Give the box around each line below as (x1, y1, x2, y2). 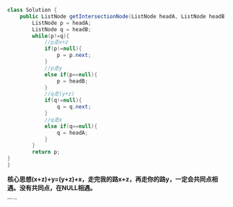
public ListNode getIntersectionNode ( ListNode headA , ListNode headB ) (19, 13, 228, 20)
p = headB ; (56, 77, 89, 85)
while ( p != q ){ (32, 32, 70, 40)
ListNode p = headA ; (32, 19, 92, 26)
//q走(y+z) (44, 90, 75, 97)
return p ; (32, 149, 60, 156)
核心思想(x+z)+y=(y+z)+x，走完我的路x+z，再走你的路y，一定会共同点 (7, 174, 212, 183)
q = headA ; (56, 129, 89, 136)
